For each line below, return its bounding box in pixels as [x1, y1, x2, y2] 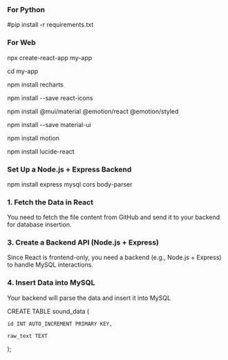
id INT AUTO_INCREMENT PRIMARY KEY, [7, 320, 113, 328]
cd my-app [7, 67, 39, 75]
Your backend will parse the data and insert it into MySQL [7, 294, 171, 302]
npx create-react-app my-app [7, 53, 93, 61]
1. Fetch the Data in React [7, 197, 93, 207]
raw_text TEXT [7, 332, 48, 339]
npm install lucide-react [7, 147, 75, 155]
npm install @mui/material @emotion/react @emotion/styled [7, 107, 179, 115]
